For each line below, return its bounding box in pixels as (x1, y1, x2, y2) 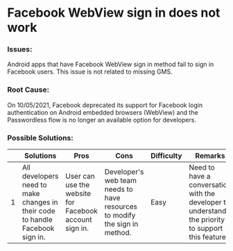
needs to (104, 184, 133, 194)
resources (104, 202, 137, 211)
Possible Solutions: (7, 133, 74, 143)
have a (189, 172, 211, 181)
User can (65, 172, 95, 181)
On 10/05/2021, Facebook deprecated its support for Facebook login (7, 101, 203, 109)
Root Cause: (7, 85, 50, 95)
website (65, 189, 92, 199)
